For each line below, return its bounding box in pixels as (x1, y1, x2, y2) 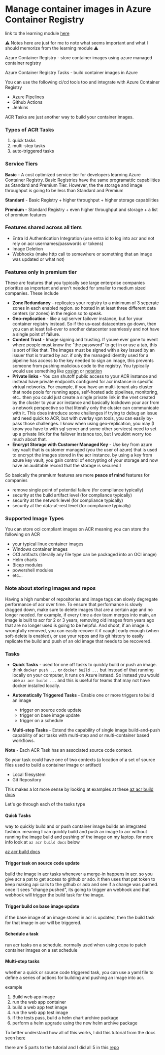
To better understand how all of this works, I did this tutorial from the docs (5, 1030, 156, 1036)
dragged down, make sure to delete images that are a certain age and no (5, 607, 153, 612)
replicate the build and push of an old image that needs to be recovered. (5, 638, 152, 644)
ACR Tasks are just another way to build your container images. (5, 114, 134, 120)
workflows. (12, 737, 35, 744)
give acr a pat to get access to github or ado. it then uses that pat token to (5, 876, 156, 882)
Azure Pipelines (12, 94, 44, 100)
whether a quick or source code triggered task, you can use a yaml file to (5, 970, 154, 975)
